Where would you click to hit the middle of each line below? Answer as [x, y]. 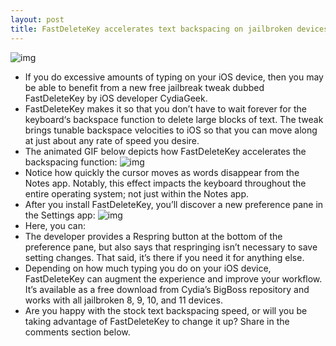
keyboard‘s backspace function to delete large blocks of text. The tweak [174, 119]
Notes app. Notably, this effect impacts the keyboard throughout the [165, 183]
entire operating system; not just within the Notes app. [136, 193]
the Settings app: [60, 215]
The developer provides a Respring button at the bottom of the [153, 236]
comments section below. [77, 332]
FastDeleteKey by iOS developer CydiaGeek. [116, 98]
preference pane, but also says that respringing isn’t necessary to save [171, 247]
